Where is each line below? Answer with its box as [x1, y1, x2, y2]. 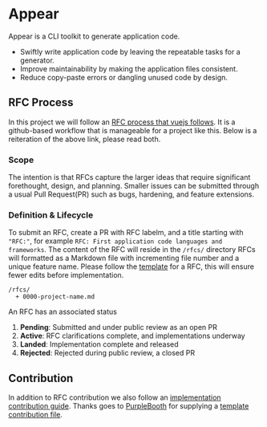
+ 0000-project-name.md [15, 293, 95, 301]
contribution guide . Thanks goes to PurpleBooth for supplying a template [8, 401, 249, 411]
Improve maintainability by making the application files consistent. [19, 63, 238, 73]
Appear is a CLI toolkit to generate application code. [8, 31, 180, 41]
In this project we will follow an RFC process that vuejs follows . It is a [8, 117, 236, 127]
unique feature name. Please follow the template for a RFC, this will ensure [8, 262, 255, 271]
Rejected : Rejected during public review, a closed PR [19, 348, 195, 358]
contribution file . [8, 410, 63, 420]
